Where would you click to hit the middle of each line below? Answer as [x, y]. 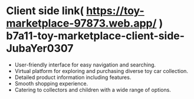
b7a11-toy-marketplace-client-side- [95, 36]
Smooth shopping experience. [51, 83]
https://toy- [115, 11]
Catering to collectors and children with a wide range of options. [93, 90]
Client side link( [45, 11]
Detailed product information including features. [73, 77]
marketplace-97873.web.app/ [81, 23]
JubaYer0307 [40, 49]
